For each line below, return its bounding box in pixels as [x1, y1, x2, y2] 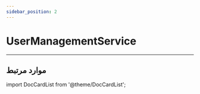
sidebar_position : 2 [6, 8, 58, 15]
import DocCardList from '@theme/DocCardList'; [6, 81, 126, 88]
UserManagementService [6, 34, 137, 48]
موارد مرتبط [6, 65, 46, 75]
